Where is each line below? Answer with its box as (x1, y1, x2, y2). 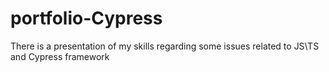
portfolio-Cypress (10, 7, 163, 30)
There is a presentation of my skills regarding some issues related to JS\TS (10, 40, 320, 52)
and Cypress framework (10, 50, 110, 62)
